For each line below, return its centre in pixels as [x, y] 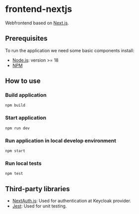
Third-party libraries [37, 189]
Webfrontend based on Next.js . [37, 23]
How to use [23, 81]
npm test [14, 174]
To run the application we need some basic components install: [70, 50]
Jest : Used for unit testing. [39, 206]
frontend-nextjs [39, 9]
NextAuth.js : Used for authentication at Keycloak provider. [72, 201]
